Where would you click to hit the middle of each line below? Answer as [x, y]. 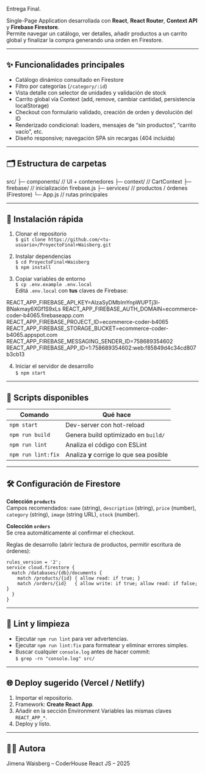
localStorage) [32, 106]
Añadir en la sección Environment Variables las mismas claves [93, 711]
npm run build [30, 435]
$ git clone [30, 240]
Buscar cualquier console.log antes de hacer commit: [83, 652]
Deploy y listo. [33, 724]
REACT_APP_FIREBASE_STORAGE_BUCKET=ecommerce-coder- [88, 328]
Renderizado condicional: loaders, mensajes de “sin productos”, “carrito [106, 125]
